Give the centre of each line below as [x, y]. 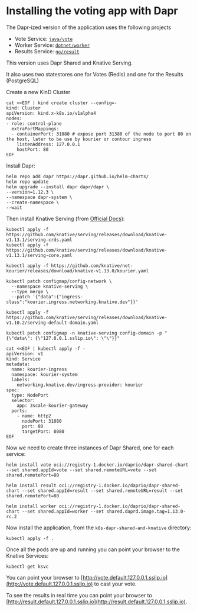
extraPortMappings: [35, 128]
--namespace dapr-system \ [39, 197]
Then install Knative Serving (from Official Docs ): [65, 218]
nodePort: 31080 [42, 421]
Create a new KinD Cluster [38, 92]
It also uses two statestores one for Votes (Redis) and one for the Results [95, 74]
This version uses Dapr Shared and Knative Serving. [69, 63]
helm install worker [32, 506]
